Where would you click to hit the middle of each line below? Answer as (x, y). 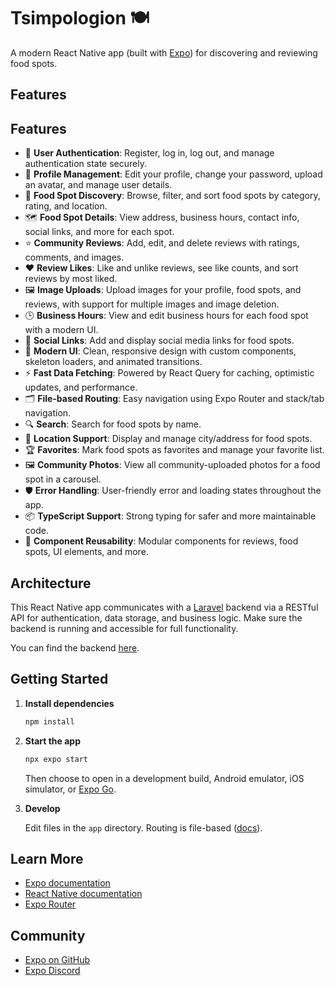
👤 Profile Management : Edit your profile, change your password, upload (173, 174)
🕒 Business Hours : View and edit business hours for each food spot (166, 316)
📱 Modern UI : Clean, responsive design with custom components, (160, 351)
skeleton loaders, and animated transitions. (113, 362)
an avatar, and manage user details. (98, 185)
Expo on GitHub (57, 960)
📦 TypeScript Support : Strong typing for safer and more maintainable (170, 516)
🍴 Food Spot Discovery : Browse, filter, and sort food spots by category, (172, 196)
